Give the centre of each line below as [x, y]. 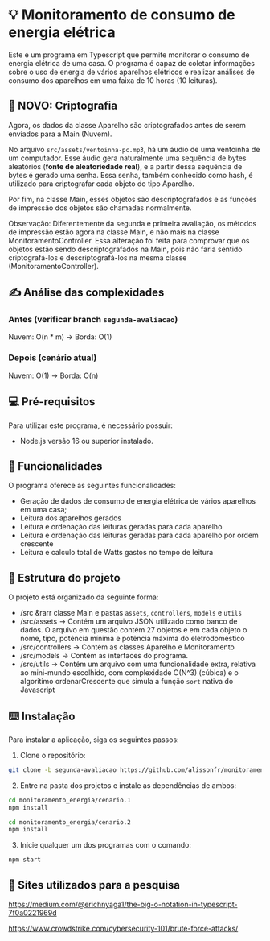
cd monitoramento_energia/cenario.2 [70, 822]
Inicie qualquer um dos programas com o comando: [105, 845]
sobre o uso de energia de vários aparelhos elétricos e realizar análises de [131, 72]
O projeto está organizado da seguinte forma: [84, 597]
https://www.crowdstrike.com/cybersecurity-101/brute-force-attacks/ [123, 929]
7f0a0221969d [33, 913]
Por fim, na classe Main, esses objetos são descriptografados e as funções [133, 199]
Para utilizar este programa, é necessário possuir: [90, 425]
